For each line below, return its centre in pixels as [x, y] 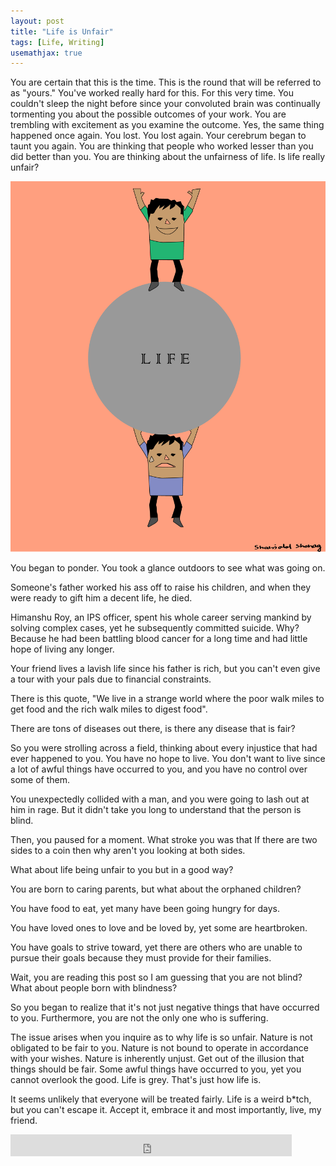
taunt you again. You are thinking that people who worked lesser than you [162, 146]
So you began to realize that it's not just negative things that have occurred [165, 1007]
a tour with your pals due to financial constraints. [111, 679]
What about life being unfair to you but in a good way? [122, 869]
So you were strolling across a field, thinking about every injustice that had [164, 747]
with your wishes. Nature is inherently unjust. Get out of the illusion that [157, 1058]
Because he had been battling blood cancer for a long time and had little [159, 638]
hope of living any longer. [62, 649]
